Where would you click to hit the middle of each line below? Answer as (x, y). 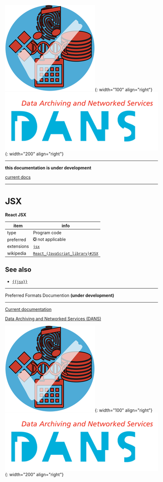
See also (18, 270)
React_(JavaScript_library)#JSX (66, 254)
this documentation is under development (48, 168)
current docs (18, 177)
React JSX (16, 215)
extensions (18, 246)
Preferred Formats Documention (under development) (60, 295)
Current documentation (28, 309)
